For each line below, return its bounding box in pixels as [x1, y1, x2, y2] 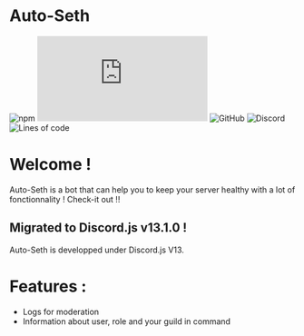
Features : [9, 276, 87, 296]
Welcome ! [9, 154, 92, 175]
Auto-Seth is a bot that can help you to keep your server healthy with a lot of [9, 183, 296, 195]
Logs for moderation [22, 306, 100, 317]
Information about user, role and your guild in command [22, 315, 231, 327]
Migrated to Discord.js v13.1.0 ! [9, 220, 188, 236]
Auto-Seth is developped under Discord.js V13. [9, 244, 184, 255]
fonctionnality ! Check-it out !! [9, 193, 121, 204]
